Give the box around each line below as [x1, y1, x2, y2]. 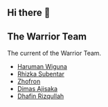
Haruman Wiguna [17, 63, 68, 71]
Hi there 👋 [7, 7, 51, 19]
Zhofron [17, 77, 41, 85]
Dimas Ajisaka [17, 85, 57, 93]
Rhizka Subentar [17, 70, 64, 79]
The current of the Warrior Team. [7, 49, 102, 58]
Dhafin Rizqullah [17, 92, 64, 101]
